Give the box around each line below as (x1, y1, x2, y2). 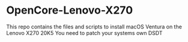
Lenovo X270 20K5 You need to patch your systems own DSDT (6, 29, 163, 36)
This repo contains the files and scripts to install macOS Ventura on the (6, 23, 182, 30)
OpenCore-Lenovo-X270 (6, 4, 133, 17)
